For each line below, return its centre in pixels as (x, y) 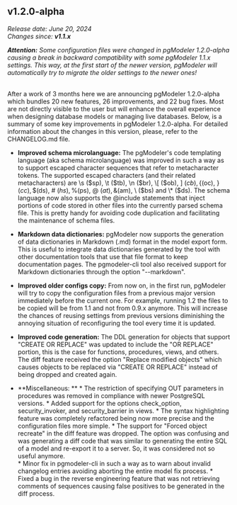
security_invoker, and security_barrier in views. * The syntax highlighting (123, 411)
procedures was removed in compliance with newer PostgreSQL (111, 395)
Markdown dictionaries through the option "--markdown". (102, 271)
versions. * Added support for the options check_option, (99, 403)
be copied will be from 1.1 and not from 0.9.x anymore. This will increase (122, 308)
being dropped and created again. (67, 374)
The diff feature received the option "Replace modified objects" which (120, 359)
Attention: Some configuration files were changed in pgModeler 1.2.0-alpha (118, 50)
